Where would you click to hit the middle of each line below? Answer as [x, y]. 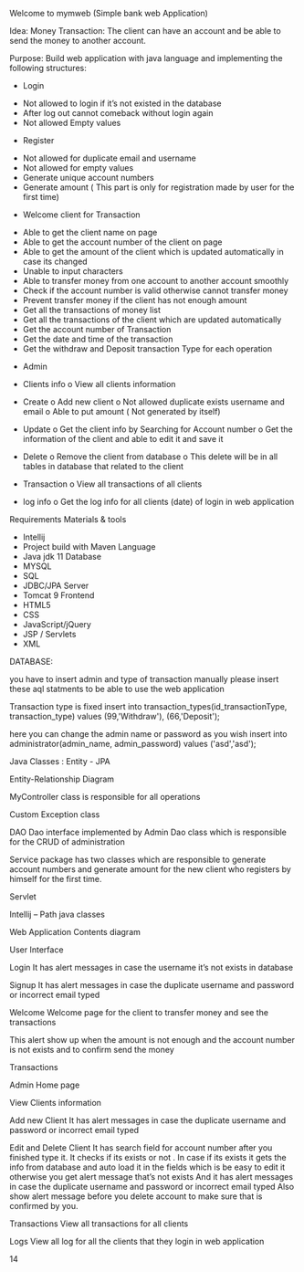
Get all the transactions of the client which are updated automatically [152, 320]
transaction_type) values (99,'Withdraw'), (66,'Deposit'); [115, 716]
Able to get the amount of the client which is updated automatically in [153, 252]
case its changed [55, 261]
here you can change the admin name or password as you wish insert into [148, 734]
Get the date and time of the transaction [98, 339]
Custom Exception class [55, 815]
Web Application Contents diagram [75, 932]
